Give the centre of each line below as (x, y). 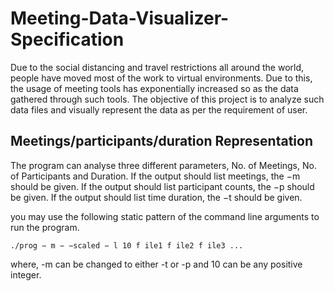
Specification (67, 39)
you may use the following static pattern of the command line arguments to (165, 216)
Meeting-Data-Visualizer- (120, 18)
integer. (26, 274)
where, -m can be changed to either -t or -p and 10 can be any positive (156, 264)
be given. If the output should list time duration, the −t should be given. (156, 197)
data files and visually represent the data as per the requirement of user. (159, 109)
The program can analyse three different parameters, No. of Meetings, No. (163, 165)
